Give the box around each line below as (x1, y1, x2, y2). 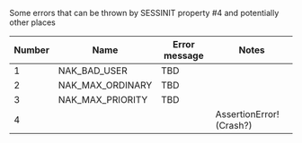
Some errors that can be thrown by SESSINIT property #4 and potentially (9, 8, 280, 18)
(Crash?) (215, 120, 253, 131)
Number (13, 44, 49, 56)
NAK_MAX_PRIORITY (58, 94, 148, 105)
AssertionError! (215, 108, 280, 120)
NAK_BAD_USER (58, 64, 128, 77)
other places (9, 17, 56, 28)
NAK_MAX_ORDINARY (58, 80, 153, 91)
